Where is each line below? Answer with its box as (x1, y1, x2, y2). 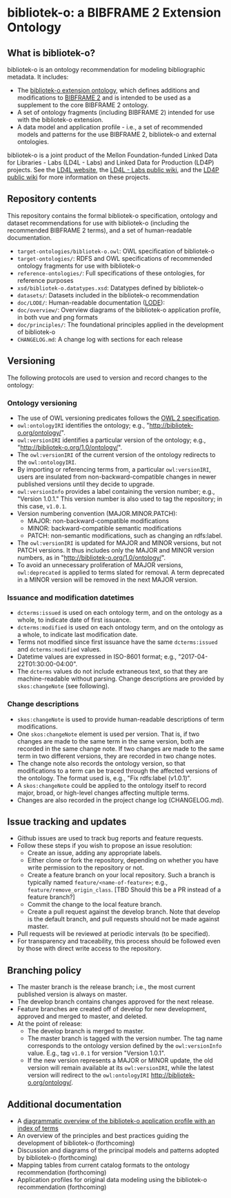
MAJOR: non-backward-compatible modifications (27, 517, 170, 525)
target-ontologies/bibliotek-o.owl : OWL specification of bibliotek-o (17, 247, 215, 255)
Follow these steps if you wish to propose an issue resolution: (17, 842, 192, 850)
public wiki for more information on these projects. (7, 173, 150, 181)
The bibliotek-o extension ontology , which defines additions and (17, 86, 200, 94)
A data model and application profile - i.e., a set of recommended (17, 123, 203, 131)
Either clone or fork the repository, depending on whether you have (27, 856, 219, 865)
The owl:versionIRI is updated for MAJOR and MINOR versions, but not (17, 538, 222, 547)
